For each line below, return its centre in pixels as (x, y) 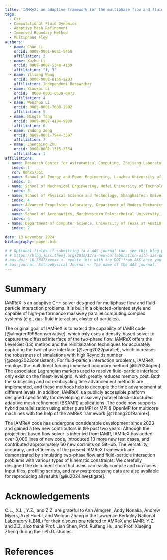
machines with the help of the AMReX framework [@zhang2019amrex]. (78, 413)
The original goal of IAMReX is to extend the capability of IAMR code (75, 328)
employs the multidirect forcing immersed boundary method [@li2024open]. (83, 365)
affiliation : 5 (30, 112)
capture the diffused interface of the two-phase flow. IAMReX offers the (79, 339)
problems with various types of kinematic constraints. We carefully (74, 460)
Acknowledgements (48, 496)
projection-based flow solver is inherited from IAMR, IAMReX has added (79, 433)
